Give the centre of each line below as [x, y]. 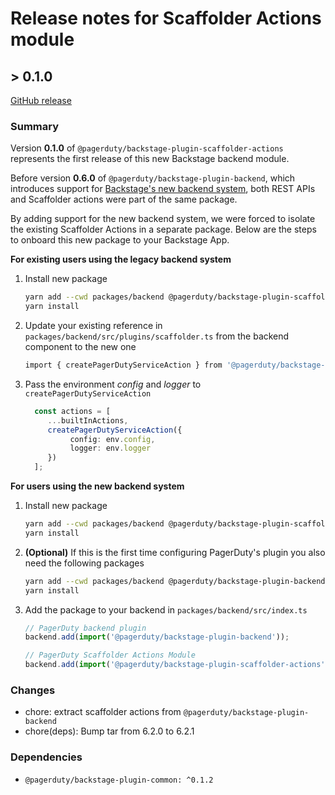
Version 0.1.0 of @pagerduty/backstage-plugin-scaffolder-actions [147, 148]
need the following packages [84, 563]
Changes [33, 690]
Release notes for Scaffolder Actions [166, 18]
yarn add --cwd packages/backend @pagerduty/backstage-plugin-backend [175, 581]
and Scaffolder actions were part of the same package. [124, 199]
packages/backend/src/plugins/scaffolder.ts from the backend [157, 336]
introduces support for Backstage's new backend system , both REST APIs [163, 189]
